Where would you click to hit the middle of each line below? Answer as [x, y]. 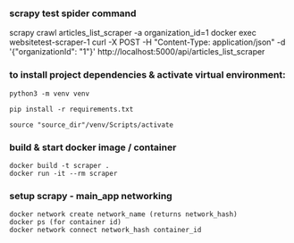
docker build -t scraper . [59, 165]
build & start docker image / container [93, 147]
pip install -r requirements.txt [71, 109]
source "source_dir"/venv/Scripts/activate [92, 125]
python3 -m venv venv [50, 93]
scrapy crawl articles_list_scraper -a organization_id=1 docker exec [133, 33]
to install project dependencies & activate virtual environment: [147, 75]
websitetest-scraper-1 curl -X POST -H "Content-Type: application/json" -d [147, 42]
